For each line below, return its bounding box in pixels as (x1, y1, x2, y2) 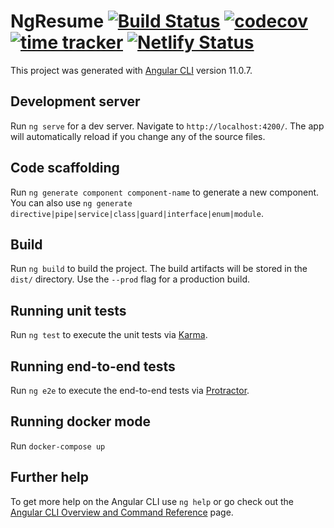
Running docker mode (10, 413, 152, 430)
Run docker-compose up (10, 440, 106, 452)
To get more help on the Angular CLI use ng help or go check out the (10, 495, 294, 507)
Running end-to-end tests (10, 358, 176, 375)
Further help (10, 469, 90, 486)
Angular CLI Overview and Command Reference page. (10, 506, 234, 518)
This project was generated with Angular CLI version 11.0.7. (10, 64, 253, 76)
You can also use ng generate (10, 196, 133, 209)
